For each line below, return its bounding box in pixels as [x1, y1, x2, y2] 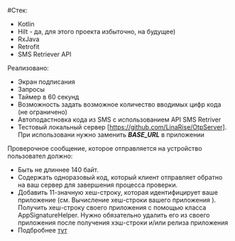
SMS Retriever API [17, 50, 72, 58]
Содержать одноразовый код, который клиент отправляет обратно [17, 173, 223, 181]
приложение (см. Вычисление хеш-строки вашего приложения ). [17, 196, 217, 204]
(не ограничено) [17, 108, 67, 116]
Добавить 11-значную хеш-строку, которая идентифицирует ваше [17, 188, 219, 196]
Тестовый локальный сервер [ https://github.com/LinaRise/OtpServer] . [17, 123, 227, 131]
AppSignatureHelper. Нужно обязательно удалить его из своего [17, 211, 210, 219]
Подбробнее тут [17, 226, 67, 234]
